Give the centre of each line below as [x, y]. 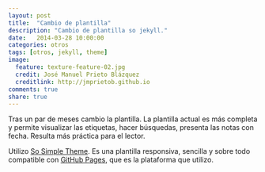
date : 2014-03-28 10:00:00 [56, 38]
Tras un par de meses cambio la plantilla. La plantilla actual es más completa [133, 119]
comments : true [33, 89]
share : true [28, 97]
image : [19, 60]
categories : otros [38, 45]
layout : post [30, 15]
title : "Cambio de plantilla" [60, 23]
